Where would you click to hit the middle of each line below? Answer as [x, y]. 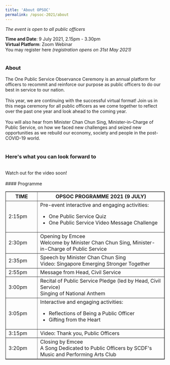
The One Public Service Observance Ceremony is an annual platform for [80, 79]
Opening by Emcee [63, 237]
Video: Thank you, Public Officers [80, 333]
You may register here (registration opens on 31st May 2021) [68, 50]
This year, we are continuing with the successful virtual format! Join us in [81, 100]
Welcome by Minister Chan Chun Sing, [86, 243]
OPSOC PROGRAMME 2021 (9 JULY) [101, 197]
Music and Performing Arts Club [78, 354]
